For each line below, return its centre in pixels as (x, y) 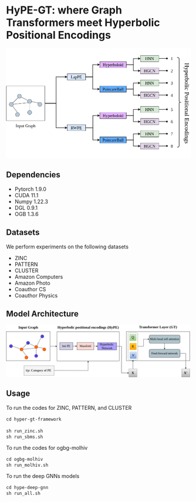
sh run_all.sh (23, 493)
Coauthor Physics (36, 295)
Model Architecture (43, 314)
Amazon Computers (39, 277)
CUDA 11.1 (26, 195)
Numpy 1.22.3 (31, 201)
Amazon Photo (33, 283)
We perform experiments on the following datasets (67, 247)
